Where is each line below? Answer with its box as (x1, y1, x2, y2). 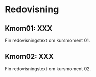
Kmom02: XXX (5, 52, 54, 61)
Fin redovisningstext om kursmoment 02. (5, 65, 91, 72)
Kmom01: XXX (5, 24, 53, 33)
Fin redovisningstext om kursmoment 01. (5, 37, 90, 43)
